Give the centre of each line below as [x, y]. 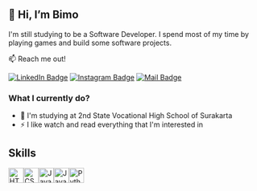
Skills [22, 153]
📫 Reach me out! [37, 59]
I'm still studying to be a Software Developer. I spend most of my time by [129, 34]
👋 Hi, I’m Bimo [44, 15]
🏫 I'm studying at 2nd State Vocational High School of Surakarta [126, 116]
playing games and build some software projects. [90, 43]
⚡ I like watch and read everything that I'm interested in [112, 124]
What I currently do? [49, 98]
